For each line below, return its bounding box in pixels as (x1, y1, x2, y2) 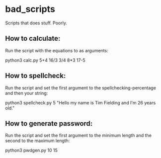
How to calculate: (5, 34, 61, 43)
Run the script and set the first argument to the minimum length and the (5, 133, 152, 139)
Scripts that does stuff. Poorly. (5, 20, 67, 26)
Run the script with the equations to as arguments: (5, 47, 108, 53)
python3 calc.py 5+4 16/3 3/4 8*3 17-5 (5, 57, 85, 63)
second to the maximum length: (5, 138, 70, 144)
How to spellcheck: (5, 72, 66, 80)
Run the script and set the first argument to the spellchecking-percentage (5, 84, 157, 90)
